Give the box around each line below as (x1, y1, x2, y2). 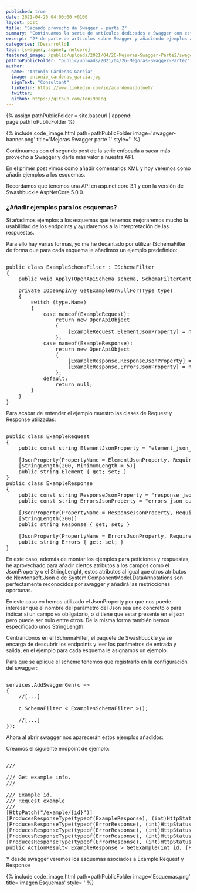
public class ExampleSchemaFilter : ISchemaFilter (6, 263, 155, 270)
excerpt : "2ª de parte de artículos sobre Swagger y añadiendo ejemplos (6, 36, 188, 42)
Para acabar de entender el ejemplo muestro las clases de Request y (6, 409, 172, 416)
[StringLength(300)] (18, 515, 77, 522)
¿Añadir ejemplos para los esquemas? (6, 203, 117, 211)
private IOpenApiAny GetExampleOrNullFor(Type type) (18, 287, 174, 294)
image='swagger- (133, 130, 176, 137)
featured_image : (6, 52, 46, 58)
